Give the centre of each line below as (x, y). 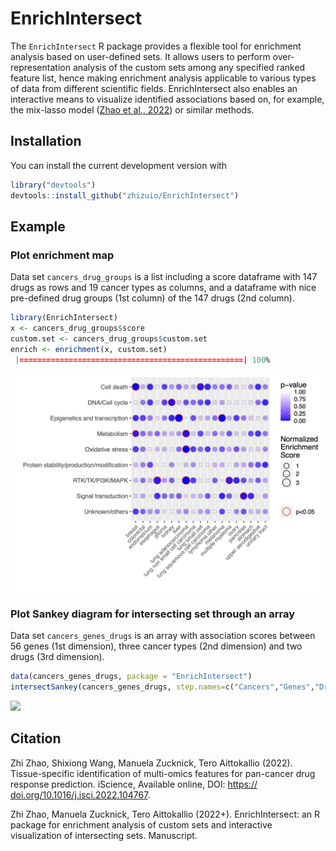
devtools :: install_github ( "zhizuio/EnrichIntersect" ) (125, 195)
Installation (46, 141)
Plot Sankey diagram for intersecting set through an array (153, 614)
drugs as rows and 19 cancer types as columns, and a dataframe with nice (163, 288)
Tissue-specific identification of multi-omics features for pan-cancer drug (163, 773)
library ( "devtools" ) (53, 185)
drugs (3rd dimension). (57, 657)
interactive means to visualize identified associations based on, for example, (167, 99)
